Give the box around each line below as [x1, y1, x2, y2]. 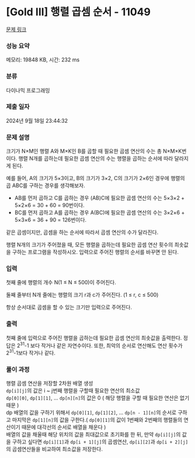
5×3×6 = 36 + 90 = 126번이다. [14, 216, 86, 223]
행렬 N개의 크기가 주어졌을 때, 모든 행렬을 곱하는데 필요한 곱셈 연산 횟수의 [6, 241, 173, 249]
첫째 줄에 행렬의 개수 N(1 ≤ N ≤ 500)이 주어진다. [6, 279, 117, 286]
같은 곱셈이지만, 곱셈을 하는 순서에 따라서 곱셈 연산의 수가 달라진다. [6, 229, 159, 236]
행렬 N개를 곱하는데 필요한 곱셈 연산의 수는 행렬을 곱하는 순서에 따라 [18, 155, 173, 162]
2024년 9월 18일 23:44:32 [6, 117, 68, 124]
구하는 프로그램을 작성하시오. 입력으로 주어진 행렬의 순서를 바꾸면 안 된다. [12, 249, 179, 256]
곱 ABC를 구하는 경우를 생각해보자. [6, 182, 86, 189]
